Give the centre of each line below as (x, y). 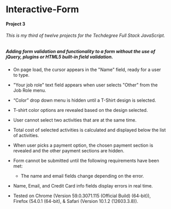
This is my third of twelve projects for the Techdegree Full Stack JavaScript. (85, 36)
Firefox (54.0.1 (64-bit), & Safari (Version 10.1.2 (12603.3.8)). (76, 201)
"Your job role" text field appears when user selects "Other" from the (85, 85)
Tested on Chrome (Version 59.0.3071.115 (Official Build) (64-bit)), (82, 196)
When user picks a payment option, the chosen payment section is (83, 145)
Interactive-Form (42, 9)
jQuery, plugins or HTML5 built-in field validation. (60, 57)
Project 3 (16, 24)
